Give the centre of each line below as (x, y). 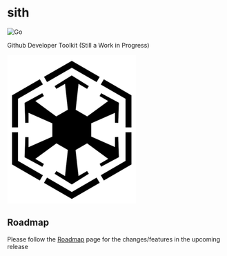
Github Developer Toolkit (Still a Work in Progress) (78, 45)
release (18, 246)
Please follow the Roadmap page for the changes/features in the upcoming (114, 239)
